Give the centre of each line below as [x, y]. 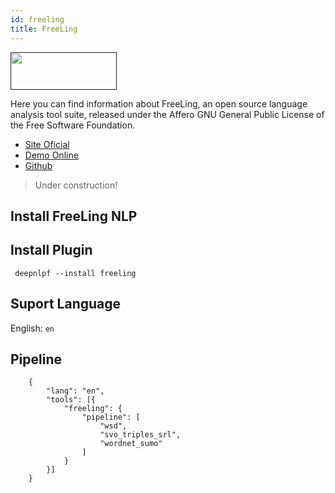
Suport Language [66, 304]
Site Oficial [47, 144]
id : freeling [37, 19]
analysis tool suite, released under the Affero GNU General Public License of [167, 114]
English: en [32, 328]
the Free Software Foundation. [73, 125]
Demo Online [51, 155]
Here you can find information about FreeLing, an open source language [159, 103]
